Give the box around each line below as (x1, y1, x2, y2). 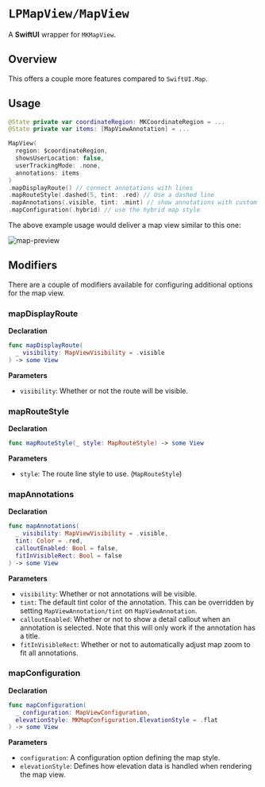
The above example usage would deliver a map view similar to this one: (8, 221, 241, 230)
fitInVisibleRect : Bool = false (15, 551, 123, 560)
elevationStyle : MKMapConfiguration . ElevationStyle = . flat (15, 716, 218, 724)
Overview (8, 52, 58, 66)
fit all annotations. (19, 648, 79, 658)
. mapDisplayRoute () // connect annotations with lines (8, 183, 194, 192)
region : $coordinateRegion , (15, 147, 109, 155)
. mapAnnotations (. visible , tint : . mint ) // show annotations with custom (8, 199, 258, 206)
